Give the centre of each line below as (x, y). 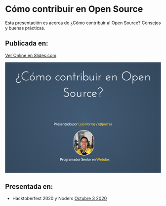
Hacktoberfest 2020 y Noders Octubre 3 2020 (60, 199)
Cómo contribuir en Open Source (74, 9)
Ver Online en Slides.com (31, 55)
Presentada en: (29, 187)
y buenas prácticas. (25, 28)
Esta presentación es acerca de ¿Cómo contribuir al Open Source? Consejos (83, 23)
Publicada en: (27, 44)
